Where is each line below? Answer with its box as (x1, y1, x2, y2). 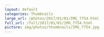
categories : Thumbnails (4, 12, 53, 16)
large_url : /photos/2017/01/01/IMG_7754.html (4, 16, 99, 21)
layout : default (4, 7, 38, 12)
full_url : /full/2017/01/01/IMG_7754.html (4, 20, 93, 25)
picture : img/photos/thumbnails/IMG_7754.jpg (4, 25, 99, 30)
